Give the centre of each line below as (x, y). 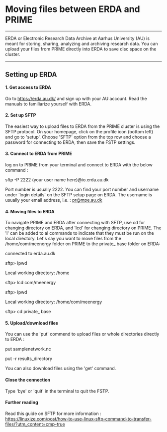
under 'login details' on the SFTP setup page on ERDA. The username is (79, 195)
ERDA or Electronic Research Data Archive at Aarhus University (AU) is (78, 38)
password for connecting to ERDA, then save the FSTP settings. (70, 142)
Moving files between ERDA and (73, 9)
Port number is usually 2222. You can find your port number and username (82, 189)
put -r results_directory (29, 359)
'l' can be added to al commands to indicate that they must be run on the (80, 233)
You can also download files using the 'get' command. (61, 369)
